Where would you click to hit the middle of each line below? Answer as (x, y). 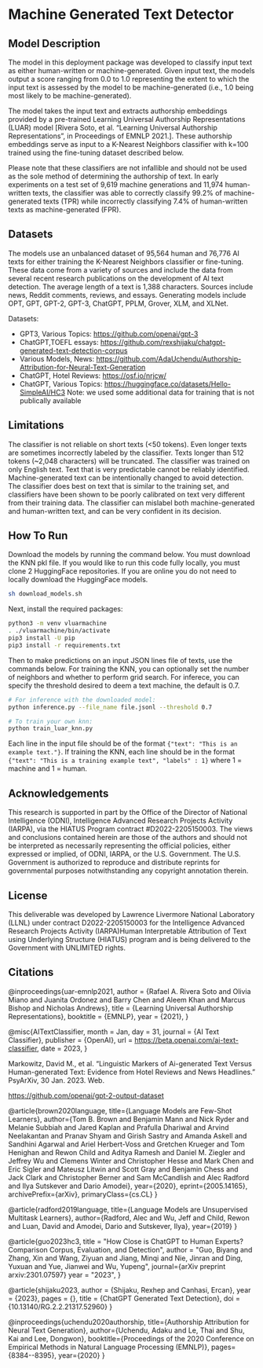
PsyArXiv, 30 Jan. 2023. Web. (56, 1080)
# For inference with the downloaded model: (82, 700)
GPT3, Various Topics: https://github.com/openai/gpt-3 (109, 334)
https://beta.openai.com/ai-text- (187, 1040)
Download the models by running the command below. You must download (130, 555)
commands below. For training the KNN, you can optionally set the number (129, 669)
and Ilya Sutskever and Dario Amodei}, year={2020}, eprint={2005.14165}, (128, 1186)
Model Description (54, 44)
